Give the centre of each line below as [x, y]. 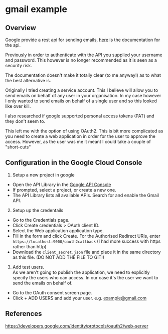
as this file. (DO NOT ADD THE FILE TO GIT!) [58, 257]
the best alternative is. [28, 80]
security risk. [19, 65]
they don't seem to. [25, 121]
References [24, 314]
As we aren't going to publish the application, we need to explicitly [81, 272]
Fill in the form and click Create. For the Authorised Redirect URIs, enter [86, 236]
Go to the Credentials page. [41, 220]
